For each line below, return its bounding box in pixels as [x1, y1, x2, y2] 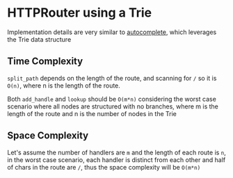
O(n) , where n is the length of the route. [7, 81, 120, 90]
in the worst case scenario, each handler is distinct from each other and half [7, 155, 226, 164]
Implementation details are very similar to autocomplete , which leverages [7, 28, 217, 36]
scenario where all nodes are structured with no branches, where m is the [7, 102, 219, 111]
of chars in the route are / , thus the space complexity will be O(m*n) [7, 163, 201, 171]
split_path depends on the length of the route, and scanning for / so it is [7, 74, 217, 82]
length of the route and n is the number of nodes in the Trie [7, 109, 177, 118]
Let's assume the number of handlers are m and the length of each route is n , [7, 148, 226, 156]
